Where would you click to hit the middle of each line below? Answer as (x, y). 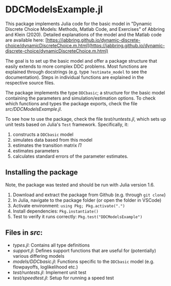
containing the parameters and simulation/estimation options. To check (80, 98)
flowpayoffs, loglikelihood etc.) (45, 267)
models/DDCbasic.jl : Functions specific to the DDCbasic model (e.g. (83, 261)
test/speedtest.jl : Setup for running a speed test (63, 278)
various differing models (39, 256)
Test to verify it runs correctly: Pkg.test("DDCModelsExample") (78, 216)
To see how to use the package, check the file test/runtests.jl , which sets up (86, 119)
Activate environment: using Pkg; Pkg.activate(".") (69, 205)
